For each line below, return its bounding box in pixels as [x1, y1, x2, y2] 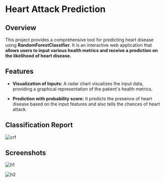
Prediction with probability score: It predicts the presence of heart [12, 95, 152, 101]
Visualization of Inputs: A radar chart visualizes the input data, [12, 80, 144, 86]
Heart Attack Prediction [5, 4, 106, 15]
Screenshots [5, 149, 46, 157]
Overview [5, 24, 37, 32]
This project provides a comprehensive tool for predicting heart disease [5, 37, 154, 43]
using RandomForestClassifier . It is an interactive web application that [5, 42, 152, 48]
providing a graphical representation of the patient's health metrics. [12, 86, 153, 92]
